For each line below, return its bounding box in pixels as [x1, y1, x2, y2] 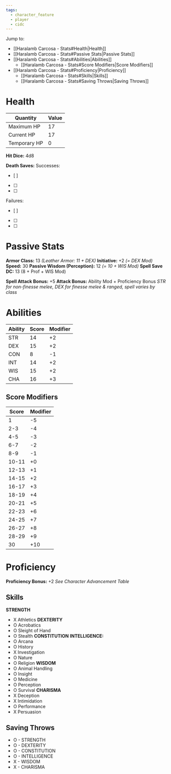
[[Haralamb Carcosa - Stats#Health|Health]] [13, 45, 106, 52]
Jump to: [6, 36, 25, 42]
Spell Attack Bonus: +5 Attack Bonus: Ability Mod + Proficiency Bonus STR [6, 279, 166, 285]
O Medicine [13, 676, 38, 682]
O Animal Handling [13, 665, 53, 671]
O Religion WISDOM [13, 660, 56, 666]
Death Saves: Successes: [6, 163, 60, 169]
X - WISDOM [13, 759, 40, 765]
